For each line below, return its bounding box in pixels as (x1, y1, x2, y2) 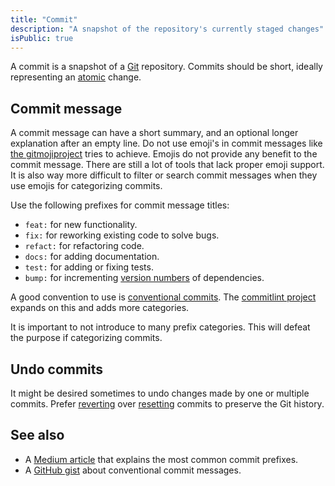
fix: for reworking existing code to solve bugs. (24, 229, 220, 241)
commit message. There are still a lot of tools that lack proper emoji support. (10, 159, 325, 171)
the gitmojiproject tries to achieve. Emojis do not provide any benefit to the (10, 148, 318, 160)
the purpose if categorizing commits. (10, 332, 163, 344)
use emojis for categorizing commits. (10, 180, 163, 192)
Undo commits (10, 361, 104, 378)
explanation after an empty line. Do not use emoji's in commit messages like (10, 137, 323, 150)
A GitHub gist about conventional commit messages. (24, 464, 242, 476)
